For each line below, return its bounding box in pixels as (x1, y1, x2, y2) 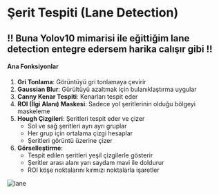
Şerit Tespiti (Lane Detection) (7, 5, 179, 21)
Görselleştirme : (17, 144, 64, 152)
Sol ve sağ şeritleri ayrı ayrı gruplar (27, 122, 127, 130)
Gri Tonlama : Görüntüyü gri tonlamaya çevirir (17, 77, 146, 86)
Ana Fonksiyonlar (7, 62, 59, 70)
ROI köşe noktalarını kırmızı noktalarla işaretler (27, 166, 160, 174)
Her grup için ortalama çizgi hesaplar (27, 129, 133, 137)
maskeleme (17, 107, 50, 115)
